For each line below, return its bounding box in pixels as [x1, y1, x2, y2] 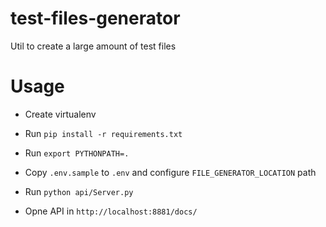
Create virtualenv [24, 108, 97, 120]
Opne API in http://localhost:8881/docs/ [24, 205, 198, 217]
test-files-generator [10, 7, 181, 30]
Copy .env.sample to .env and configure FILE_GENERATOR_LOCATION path [24, 166, 317, 178]
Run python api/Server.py [24, 185, 134, 197]
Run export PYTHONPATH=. [24, 147, 130, 159]
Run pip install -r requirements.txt [24, 127, 183, 139]
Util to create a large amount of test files [10, 40, 177, 52]
